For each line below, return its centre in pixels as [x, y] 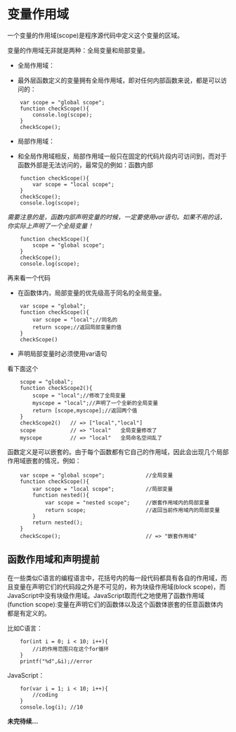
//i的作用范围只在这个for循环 [71, 649]
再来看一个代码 [29, 277]
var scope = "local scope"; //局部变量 [103, 489]
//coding [45, 695]
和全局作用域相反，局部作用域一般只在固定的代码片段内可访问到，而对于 [122, 156]
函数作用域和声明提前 [53, 560]
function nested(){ [61, 495]
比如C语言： [25, 628]
